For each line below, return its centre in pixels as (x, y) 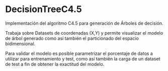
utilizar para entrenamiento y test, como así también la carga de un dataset (83, 58)
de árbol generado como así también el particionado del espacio (72, 38)
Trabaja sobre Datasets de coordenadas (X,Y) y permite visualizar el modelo (84, 33)
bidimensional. (20, 43)
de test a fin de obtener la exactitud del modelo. (55, 64)
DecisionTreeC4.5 (44, 9)
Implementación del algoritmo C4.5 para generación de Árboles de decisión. (84, 23)
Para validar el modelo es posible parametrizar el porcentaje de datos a (79, 53)
